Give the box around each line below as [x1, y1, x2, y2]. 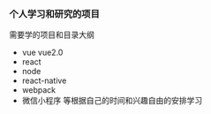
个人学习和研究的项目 [9, 7, 100, 19]
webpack [21, 85, 56, 95]
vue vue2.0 [21, 47, 64, 58]
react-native [21, 75, 67, 86]
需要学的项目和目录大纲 [9, 29, 94, 41]
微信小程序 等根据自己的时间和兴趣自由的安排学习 [21, 95, 203, 106]
